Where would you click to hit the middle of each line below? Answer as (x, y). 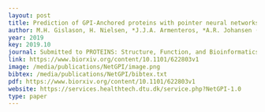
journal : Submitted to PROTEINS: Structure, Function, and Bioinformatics (134, 52)
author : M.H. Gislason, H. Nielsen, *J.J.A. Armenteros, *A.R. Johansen (130, 30)
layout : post (30, 15)
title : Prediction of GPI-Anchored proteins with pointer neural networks (134, 23)
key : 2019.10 (30, 45)
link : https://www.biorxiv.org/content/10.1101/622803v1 (104, 60)
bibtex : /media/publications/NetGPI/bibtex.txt (88, 74)
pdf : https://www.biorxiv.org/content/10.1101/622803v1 (102, 81)
